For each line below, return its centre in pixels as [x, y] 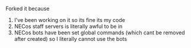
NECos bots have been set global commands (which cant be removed [99, 33]
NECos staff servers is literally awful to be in [68, 26]
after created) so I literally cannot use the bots [71, 39]
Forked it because [28, 9]
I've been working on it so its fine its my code [70, 20]
